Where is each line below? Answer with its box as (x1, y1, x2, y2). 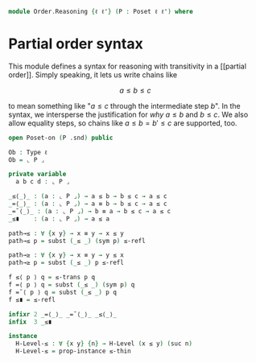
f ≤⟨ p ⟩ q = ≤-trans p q (8, 274, 95, 282)
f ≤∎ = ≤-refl (8, 295, 56, 303)
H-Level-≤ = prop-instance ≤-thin (15, 347, 131, 356)
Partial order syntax (8, 35, 143, 53)
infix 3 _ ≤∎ (8, 318, 52, 326)
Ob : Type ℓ (8, 148, 48, 156)
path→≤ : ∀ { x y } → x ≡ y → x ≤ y (8, 229, 125, 237)
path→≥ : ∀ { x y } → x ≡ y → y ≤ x (8, 251, 125, 259)
